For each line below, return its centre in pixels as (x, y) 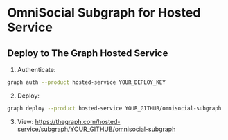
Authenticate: (36, 70)
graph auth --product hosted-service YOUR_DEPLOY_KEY (87, 82)
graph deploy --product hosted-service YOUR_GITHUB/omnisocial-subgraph (114, 108)
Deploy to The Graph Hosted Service (88, 53)
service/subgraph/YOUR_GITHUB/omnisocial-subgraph (96, 129)
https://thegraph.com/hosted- (78, 121)
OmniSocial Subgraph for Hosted (104, 13)
